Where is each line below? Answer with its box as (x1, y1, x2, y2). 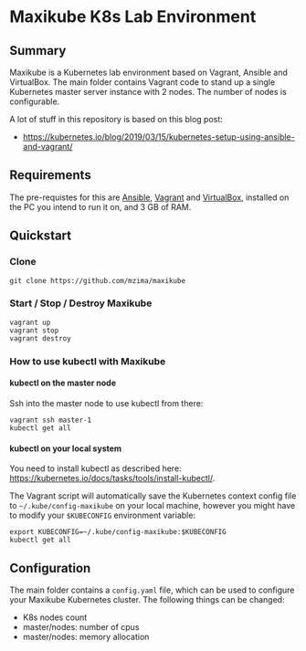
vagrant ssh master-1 (9, 415, 92, 425)
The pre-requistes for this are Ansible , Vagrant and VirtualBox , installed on (9, 192, 290, 203)
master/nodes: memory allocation (22, 631, 150, 642)
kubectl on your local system (9, 443, 121, 454)
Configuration (9, 560, 91, 576)
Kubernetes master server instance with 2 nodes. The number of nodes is (9, 87, 288, 97)
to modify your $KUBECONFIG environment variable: (9, 509, 196, 521)
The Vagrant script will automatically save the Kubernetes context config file (9, 490, 297, 501)
